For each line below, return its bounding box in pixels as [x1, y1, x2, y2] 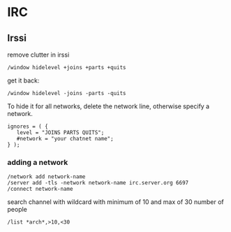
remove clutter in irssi [7, 50, 70, 59]
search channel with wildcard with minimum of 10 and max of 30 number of [7, 198, 225, 206]
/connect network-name [7, 186, 73, 193]
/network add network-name [7, 173, 86, 180]
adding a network [7, 157, 68, 167]
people [7, 205, 28, 214]
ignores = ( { [7, 123, 49, 130]
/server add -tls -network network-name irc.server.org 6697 [7, 180, 189, 187]
